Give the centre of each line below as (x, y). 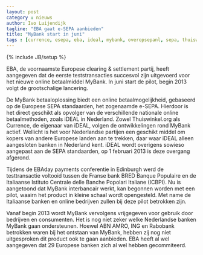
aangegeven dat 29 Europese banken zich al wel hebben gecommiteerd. (96, 245)
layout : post (23, 12)
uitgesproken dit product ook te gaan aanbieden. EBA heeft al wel (88, 239)
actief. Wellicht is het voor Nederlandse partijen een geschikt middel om (96, 132)
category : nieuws (29, 18)
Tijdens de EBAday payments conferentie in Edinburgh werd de (85, 169)
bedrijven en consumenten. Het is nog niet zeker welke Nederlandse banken (101, 219)
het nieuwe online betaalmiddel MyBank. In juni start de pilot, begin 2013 (97, 82)
